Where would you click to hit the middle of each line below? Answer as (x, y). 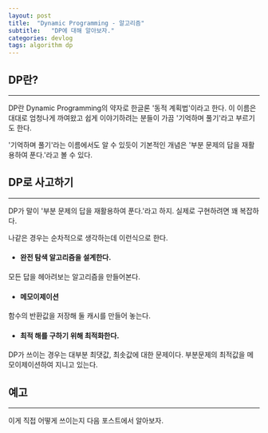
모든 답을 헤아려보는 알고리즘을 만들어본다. (75, 276)
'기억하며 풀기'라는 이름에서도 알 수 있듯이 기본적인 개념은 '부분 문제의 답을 (124, 145)
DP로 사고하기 (41, 183)
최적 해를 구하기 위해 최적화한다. (69, 336)
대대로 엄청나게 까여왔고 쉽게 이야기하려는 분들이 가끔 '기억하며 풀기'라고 (121, 117)
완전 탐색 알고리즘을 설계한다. (65, 257)
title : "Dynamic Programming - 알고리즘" (77, 23)
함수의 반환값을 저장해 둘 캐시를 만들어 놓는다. (80, 316)
